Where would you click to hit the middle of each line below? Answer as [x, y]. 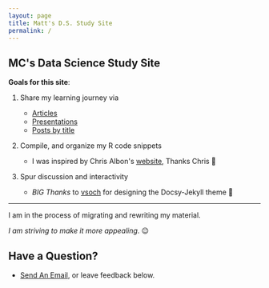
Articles [44, 114]
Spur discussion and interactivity [74, 177]
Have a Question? [53, 256]
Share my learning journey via [69, 98]
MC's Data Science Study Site [84, 63]
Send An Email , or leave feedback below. [87, 275]
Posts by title [53, 130]
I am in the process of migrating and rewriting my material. [105, 215]
